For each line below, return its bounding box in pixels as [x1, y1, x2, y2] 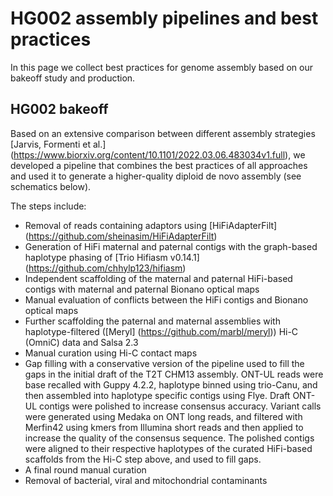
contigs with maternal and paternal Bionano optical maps [24, 283, 260, 295]
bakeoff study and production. [10, 72, 136, 84]
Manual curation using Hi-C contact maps [24, 347, 198, 359]
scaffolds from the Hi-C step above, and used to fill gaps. [24, 453, 262, 465]
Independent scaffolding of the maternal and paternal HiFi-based [24, 272, 293, 284]
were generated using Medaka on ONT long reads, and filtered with [24, 410, 303, 422]
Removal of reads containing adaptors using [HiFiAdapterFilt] [24, 219, 278, 231]
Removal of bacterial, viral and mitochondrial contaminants [24, 474, 268, 486]
